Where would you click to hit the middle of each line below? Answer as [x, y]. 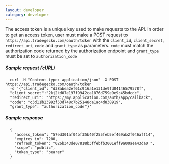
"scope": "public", [35, 148]
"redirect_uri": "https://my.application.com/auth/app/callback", [81, 98]
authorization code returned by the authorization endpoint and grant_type [82, 51]
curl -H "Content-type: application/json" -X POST [64, 80]
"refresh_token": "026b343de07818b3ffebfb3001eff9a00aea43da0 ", [85, 143]
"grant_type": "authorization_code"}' [51, 107]
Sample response [24, 118]
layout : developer [25, 10]
